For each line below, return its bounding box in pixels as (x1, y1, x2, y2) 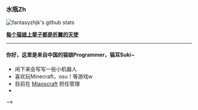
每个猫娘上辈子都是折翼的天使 (6, 31, 78, 38)
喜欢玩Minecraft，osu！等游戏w (14, 72, 93, 80)
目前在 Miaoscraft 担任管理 (14, 80, 80, 87)
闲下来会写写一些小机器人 (14, 65, 77, 72)
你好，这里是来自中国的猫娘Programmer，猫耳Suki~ (6, 51, 135, 58)
